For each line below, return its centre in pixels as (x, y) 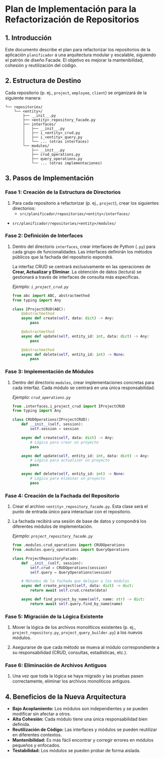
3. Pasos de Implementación (49, 178)
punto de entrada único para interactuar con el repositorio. (72, 512)
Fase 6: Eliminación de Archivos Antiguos (56, 665)
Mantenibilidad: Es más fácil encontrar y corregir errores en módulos (83, 740)
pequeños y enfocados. (36, 745)
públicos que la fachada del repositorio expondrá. (63, 257)
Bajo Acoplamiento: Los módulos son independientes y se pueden (80, 709)
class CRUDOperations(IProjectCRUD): (51, 420)
